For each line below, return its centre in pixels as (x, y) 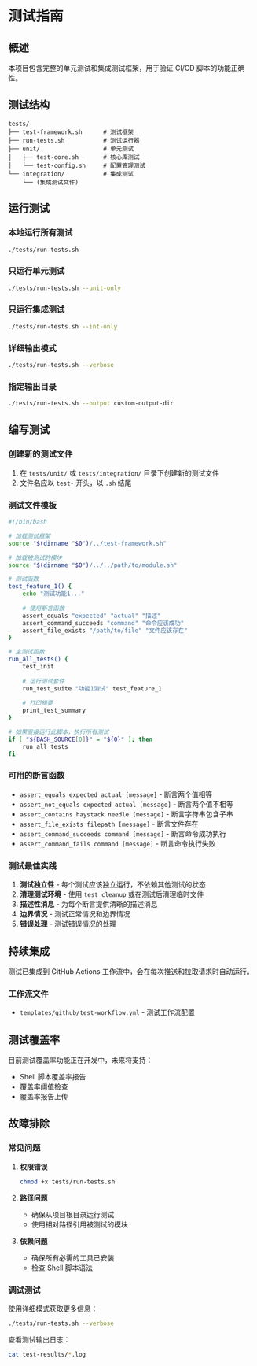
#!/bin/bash (28, 522)
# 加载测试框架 (29, 536)
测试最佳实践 (33, 865)
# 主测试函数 (26, 652)
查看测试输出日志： (39, 1339)
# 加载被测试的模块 (35, 557)
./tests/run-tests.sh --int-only (63, 326)
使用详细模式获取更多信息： (53, 1309)
